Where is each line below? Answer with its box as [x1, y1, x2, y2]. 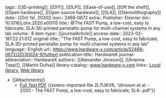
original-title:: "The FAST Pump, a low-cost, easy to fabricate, [33, 36, 159, 42]
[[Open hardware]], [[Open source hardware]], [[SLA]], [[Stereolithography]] [5, 9, 161, 15]
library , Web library [5, 67, 44, 73]
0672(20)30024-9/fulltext [5, 51, 58, 57]
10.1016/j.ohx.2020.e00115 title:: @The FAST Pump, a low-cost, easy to [5, 20, 149, 26]
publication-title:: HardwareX [59, 51, 118, 57]
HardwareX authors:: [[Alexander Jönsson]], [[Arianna [34, 57, 145, 62]
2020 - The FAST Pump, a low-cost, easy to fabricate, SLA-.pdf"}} [19, 88, 156, 93]
